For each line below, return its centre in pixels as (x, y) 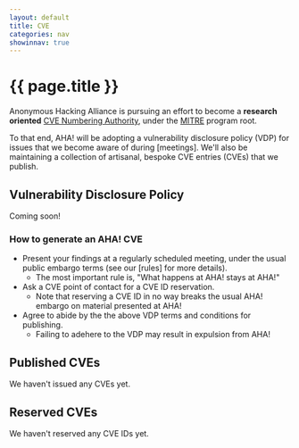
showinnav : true (39, 42)
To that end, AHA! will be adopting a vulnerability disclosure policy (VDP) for (149, 138)
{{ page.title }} (64, 87)
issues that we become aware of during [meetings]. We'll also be (129, 147)
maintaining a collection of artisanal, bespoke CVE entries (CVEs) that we (144, 157)
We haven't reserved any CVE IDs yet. (79, 433)
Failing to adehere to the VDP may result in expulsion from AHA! (153, 335)
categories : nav (39, 34)
